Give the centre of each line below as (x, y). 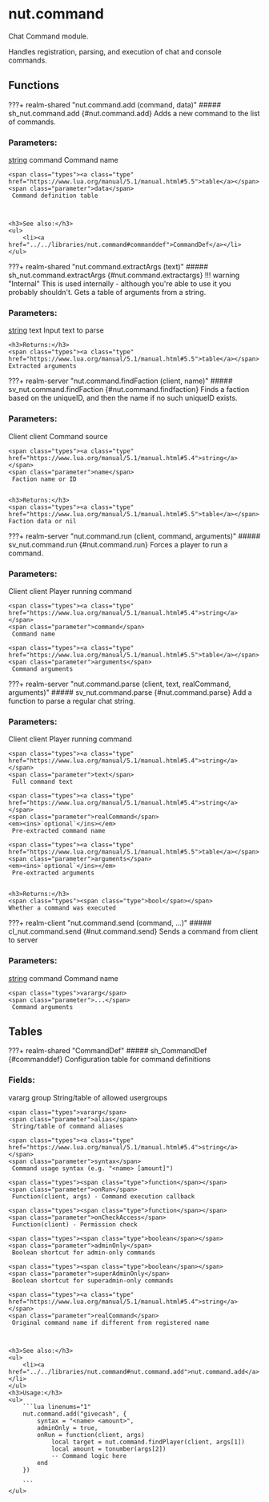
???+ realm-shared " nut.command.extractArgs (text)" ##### (108, 267)
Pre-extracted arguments (53, 873)
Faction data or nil (43, 521)
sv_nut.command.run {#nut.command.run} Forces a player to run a (118, 544)
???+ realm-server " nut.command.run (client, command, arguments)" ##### (134, 536)
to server (23, 940)
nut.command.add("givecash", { (75, 1414)
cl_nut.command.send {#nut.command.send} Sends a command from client (133, 931)
